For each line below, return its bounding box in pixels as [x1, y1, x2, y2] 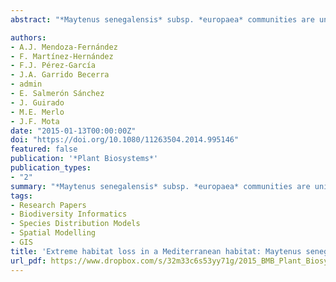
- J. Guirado [10, 97, 65, 108]
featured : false [10, 144, 78, 155]
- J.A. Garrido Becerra [10, 70, 110, 80]
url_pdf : [10, 256, 47, 266]
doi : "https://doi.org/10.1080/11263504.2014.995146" [10, 135, 240, 145]
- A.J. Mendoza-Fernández [10, 42, 118, 52]
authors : [10, 32, 47, 43]
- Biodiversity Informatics [10, 209, 128, 220]
